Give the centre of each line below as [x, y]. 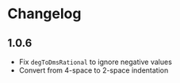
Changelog [44, 14]
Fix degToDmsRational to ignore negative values [95, 62]
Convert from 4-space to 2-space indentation [94, 70]
